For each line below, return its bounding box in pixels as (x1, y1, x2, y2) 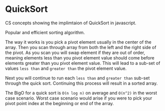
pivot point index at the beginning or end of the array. (5, 100, 114, 106)
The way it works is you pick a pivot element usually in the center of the (5, 39, 152, 45)
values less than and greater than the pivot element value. (5, 65, 127, 71)
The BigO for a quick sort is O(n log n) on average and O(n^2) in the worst (5, 90, 158, 96)
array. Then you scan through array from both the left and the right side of (5, 44, 157, 50)
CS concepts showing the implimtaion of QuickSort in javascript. (5, 20, 137, 26)
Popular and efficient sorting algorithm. (5, 29, 85, 35)
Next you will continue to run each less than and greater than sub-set (5, 75, 150, 81)
